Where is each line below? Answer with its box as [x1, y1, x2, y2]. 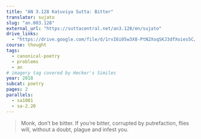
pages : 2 [6, 87, 28, 92]
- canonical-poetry [11, 53, 60, 59]
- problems [11, 58, 39, 64]
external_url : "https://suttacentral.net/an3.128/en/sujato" [6, 25, 162, 32]
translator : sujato [6, 14, 55, 20]
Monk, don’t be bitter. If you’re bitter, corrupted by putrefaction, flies [20, 119, 190, 126]
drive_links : [6, 31, 39, 37]
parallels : [6, 92, 33, 98]
